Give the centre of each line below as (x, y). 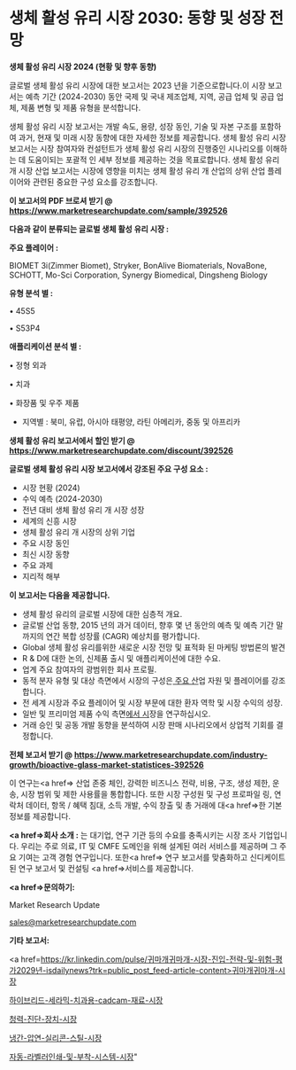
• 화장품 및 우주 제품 (44, 402)
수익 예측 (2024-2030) (62, 498)
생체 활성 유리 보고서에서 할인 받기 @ (72, 441)
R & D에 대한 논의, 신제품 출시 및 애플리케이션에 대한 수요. (121, 658)
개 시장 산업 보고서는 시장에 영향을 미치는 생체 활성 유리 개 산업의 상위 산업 (137, 170)
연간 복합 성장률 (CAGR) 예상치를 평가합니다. (123, 636)
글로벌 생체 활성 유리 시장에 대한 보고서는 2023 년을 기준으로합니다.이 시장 (138, 85)
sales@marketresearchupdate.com (73, 922)
